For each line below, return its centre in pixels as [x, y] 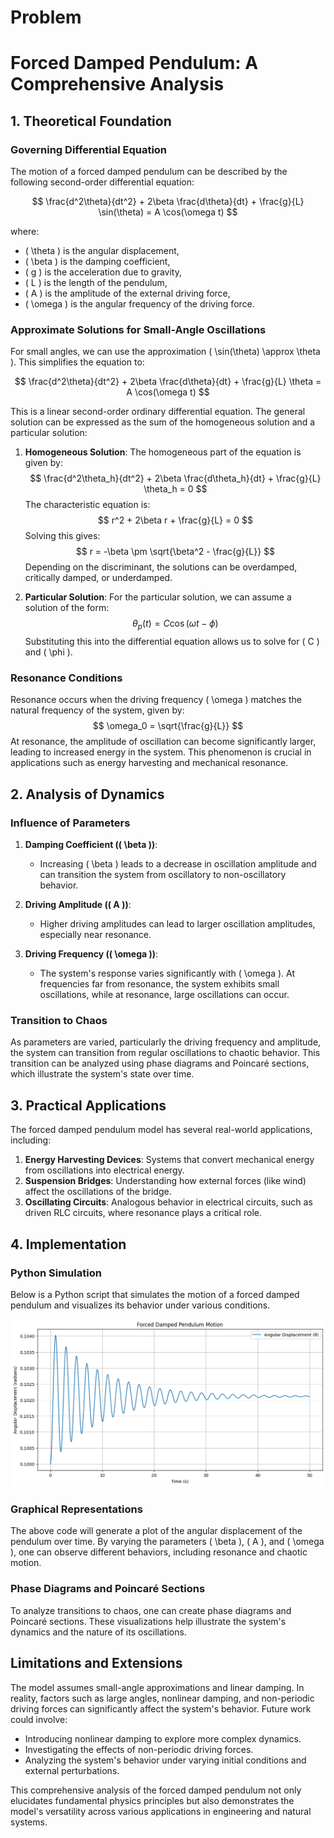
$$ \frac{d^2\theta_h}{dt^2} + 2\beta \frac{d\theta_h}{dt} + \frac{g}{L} [175, 478]
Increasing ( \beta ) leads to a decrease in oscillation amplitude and [178, 864]
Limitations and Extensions [96, 1663]
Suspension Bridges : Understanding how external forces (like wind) [165, 1181]
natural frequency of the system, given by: [97, 710]
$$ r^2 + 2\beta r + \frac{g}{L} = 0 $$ [175, 520]
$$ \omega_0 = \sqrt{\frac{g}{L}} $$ [168, 726]
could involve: [39, 1719]
